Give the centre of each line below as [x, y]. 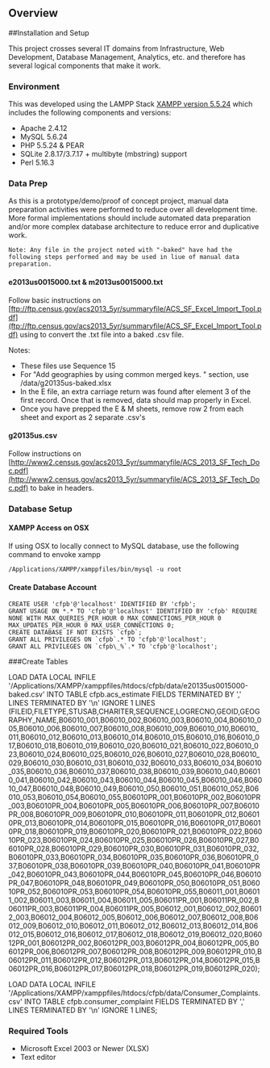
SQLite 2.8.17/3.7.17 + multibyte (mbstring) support [104, 154]
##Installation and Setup [49, 32]
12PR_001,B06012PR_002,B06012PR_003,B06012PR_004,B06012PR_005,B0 [134, 943]
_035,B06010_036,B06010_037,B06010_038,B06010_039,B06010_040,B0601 [134, 772]
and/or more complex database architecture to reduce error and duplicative [134, 227]
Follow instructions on [45, 453]
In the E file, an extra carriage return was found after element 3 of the [135, 392]
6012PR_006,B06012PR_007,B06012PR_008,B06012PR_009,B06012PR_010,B [135, 952]
